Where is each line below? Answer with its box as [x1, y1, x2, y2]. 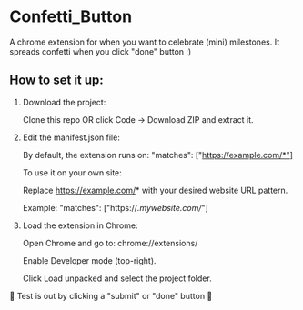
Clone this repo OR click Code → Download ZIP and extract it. [22, 114, 254, 125]
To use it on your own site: [22, 166, 123, 178]
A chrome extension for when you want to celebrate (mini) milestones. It [9, 36, 280, 47]
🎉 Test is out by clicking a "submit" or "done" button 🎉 [9, 290, 213, 301]
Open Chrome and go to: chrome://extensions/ [22, 237, 198, 248]
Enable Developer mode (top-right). [22, 255, 157, 265]
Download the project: [22, 96, 106, 107]
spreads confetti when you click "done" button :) [9, 45, 192, 56]
